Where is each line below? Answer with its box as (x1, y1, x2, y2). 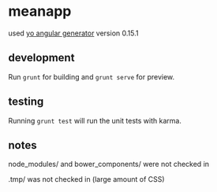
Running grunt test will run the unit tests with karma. (8, 116, 181, 125)
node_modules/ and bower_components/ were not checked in (8, 160, 210, 169)
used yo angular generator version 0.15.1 (8, 28, 139, 38)
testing (8, 95, 44, 109)
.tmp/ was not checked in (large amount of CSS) (8, 175, 165, 184)
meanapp (8, 2, 72, 20)
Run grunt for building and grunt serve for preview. (8, 72, 175, 81)
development (8, 51, 75, 65)
